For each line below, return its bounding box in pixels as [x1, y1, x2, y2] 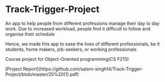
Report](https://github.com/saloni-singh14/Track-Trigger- [22, 66, 144, 72]
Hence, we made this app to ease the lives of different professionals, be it [5, 40, 160, 47]
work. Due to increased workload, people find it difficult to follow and [5, 25, 150, 31]
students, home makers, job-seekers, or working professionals [5, 46, 137, 52]
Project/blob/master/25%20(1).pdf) [5, 71, 79, 77]
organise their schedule [5, 31, 55, 37]
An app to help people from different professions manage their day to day [5, 20, 160, 26]
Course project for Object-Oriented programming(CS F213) [5, 56, 129, 62]
